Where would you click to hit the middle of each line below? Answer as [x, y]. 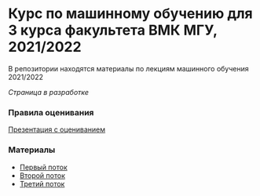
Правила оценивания [51, 112]
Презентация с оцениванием [57, 129]
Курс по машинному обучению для [130, 14]
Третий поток [42, 183]
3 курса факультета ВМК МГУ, [113, 30]
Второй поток [42, 175]
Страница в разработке [48, 92]
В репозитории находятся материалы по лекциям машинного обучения [128, 68]
